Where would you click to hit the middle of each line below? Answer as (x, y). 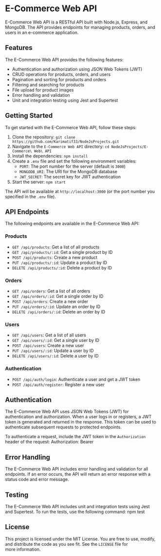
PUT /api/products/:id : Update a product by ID (60, 263)
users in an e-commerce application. (42, 32)
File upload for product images (43, 90)
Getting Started (29, 116)
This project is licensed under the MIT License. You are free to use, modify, (80, 539)
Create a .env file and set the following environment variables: (74, 161)
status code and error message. (37, 479)
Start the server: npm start (39, 182)
